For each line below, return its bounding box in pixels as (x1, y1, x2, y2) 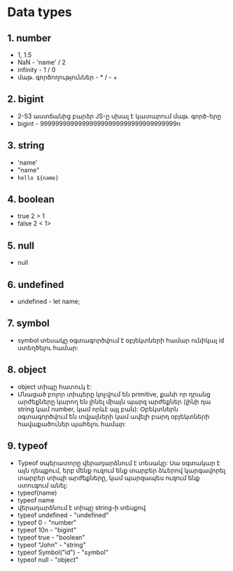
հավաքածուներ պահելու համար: (17, 420, 127, 428)
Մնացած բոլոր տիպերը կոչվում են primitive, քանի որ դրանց (17, 390, 211, 398)
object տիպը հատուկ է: (17, 383, 92, 391)
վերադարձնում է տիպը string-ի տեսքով (17, 503, 146, 511)
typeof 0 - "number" (17, 518, 77, 526)
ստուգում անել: (17, 481, 68, 489)
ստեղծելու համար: (17, 343, 79, 352)
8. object (7, 364, 47, 376)
